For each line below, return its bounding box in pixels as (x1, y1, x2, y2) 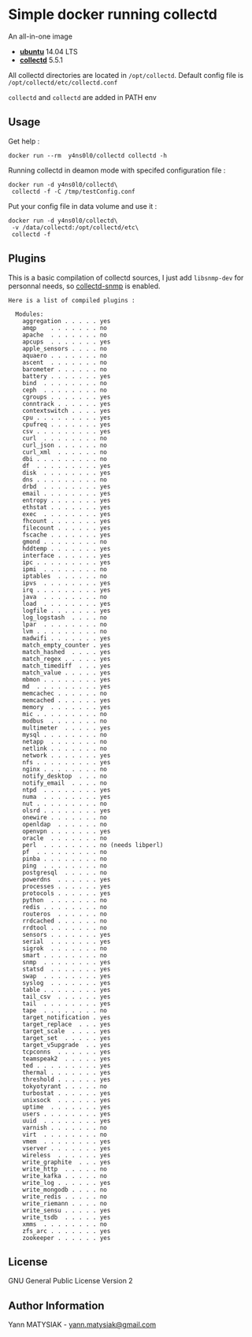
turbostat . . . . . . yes (22, 1089, 111, 1097)
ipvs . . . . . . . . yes (22, 579, 111, 587)
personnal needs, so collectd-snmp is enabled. (8, 281, 161, 291)
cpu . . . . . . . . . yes (22, 414, 111, 422)
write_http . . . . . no (22, 1164, 108, 1173)
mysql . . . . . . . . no (22, 730, 108, 738)
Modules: (15, 310, 44, 318)
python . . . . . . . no (22, 896, 108, 904)
